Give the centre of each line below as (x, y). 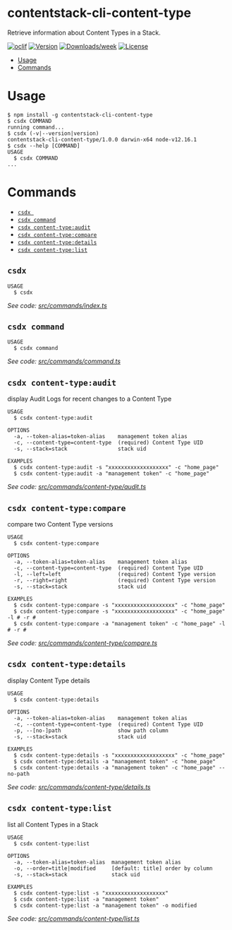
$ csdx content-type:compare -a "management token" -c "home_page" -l (120, 624)
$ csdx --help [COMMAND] (44, 146)
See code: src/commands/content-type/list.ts (73, 918)
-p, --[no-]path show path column (91, 730)
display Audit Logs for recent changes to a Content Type (90, 399)
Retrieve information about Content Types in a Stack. (84, 33)
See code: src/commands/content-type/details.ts (79, 787)
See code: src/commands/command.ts (64, 361)
